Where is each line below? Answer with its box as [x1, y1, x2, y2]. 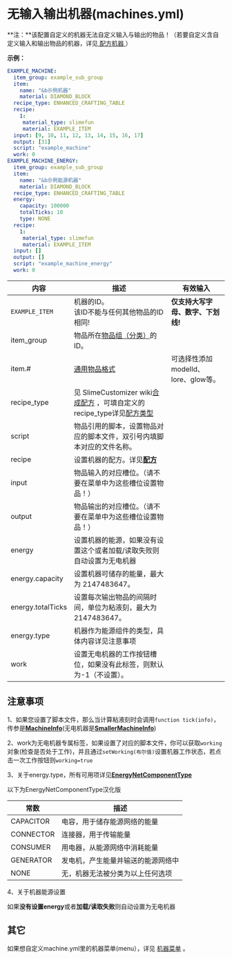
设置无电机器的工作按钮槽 [73, 649, 157, 658]
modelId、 [171, 364, 205, 374]
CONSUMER [10, 842, 51, 852]
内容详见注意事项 [80, 636, 137, 646]
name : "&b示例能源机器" [19, 177, 81, 184]
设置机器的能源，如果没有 [73, 535, 157, 544]
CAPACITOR [10, 816, 50, 826]
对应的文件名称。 [80, 441, 137, 451]
